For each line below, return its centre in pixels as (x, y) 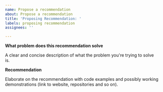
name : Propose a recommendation (38, 9)
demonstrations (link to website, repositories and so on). (62, 84)
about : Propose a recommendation (39, 14)
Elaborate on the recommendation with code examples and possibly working (82, 79)
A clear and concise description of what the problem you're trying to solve (80, 55)
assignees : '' (19, 28)
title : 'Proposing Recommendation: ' (43, 18)
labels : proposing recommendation (40, 23)
